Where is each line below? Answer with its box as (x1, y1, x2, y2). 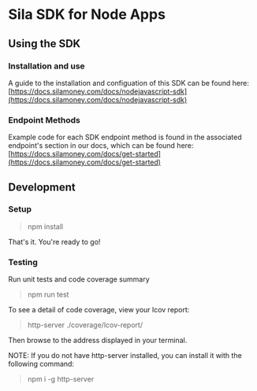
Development (8, 180, 76, 194)
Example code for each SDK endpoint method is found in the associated (8, 132, 242, 142)
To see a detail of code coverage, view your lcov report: (8, 305, 190, 315)
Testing (8, 256, 38, 267)
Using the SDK (8, 37, 81, 50)
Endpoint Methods (8, 114, 80, 125)
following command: (8, 360, 75, 369)
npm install (27, 222, 64, 231)
